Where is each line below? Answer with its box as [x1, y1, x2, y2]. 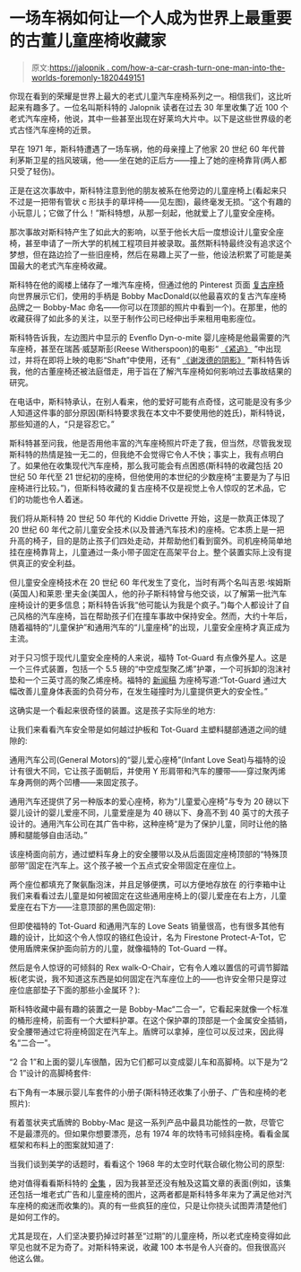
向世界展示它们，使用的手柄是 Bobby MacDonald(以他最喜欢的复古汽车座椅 [9, 290, 287, 301]
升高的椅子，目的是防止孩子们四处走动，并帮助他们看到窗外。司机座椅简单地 [9, 535, 292, 546]
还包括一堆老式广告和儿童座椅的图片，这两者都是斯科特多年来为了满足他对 [9, 1188, 284, 1199]
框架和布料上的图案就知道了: [9, 1139, 115, 1150]
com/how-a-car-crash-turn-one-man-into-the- [111, 62, 286, 73]
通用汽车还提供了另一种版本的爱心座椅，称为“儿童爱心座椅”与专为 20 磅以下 [9, 796, 289, 807]
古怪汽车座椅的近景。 [16, 124, 96, 135]
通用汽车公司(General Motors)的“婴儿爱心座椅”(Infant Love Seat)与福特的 [9, 754, 279, 764]
